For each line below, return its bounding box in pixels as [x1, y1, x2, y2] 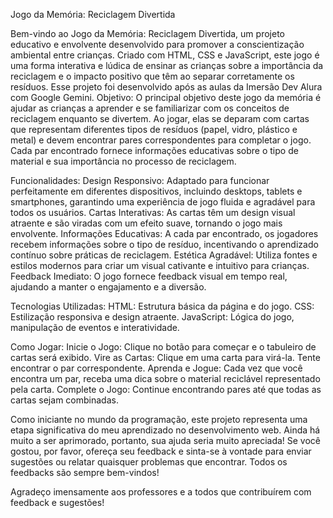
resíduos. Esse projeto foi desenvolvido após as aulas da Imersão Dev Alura [10, 81, 323, 93]
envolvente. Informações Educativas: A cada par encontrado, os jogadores [10, 228, 319, 239]
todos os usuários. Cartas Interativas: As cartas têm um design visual [10, 207, 296, 218]
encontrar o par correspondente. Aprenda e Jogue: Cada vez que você [10, 362, 303, 374]
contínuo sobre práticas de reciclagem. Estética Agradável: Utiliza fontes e [10, 249, 318, 261]
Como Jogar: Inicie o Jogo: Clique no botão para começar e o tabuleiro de [10, 341, 317, 353]
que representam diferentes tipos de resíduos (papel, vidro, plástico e [10, 124, 298, 135]
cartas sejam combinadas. [10, 394, 119, 406]
